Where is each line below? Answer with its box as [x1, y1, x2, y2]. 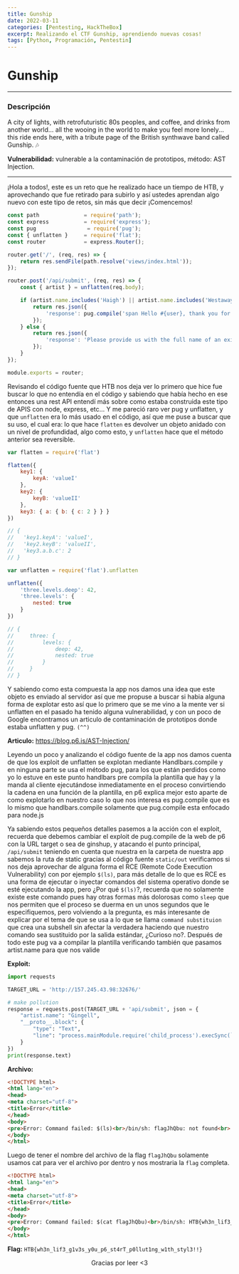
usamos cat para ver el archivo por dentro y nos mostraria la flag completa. [7, 1159, 230, 1167]
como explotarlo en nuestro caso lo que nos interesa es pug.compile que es [7, 795, 230, 804]
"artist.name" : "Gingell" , [20, 1012, 100, 1019]
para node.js [7, 810, 44, 819]
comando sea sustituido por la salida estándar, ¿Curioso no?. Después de [7, 930, 223, 939]
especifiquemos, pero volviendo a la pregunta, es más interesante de [7, 907, 211, 916]
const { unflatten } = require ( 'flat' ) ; [7, 231, 142, 239]
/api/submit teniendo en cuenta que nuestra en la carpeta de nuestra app [7, 847, 224, 855]
